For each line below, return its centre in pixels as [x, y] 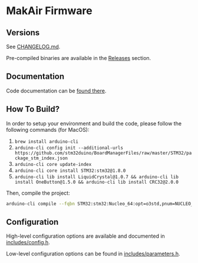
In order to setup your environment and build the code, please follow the [94, 123]
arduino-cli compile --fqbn [41, 204]
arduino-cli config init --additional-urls [69, 148]
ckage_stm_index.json [41, 158]
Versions [23, 33]
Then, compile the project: [38, 193]
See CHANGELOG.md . [33, 46]
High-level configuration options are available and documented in [85, 236]
